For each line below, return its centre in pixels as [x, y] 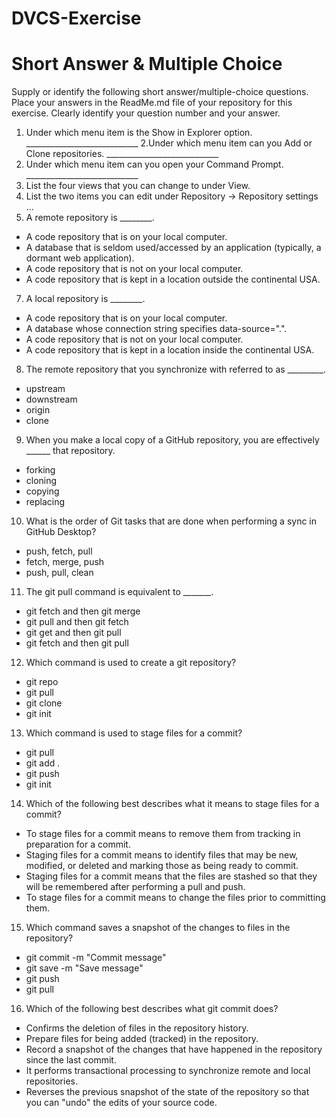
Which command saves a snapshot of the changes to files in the [158, 928]
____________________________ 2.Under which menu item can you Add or [169, 143]
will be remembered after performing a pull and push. [135, 887]
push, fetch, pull [59, 551]
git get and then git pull [73, 633]
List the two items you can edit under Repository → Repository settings [172, 196]
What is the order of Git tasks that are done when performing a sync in [171, 521]
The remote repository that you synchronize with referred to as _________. [176, 369]
